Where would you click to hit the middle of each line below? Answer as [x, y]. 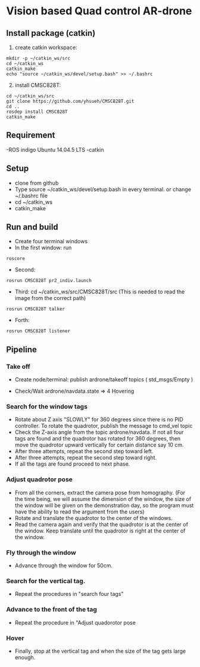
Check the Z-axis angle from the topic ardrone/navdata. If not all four [99, 432]
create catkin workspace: [46, 47]
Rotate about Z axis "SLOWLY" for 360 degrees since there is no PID [99, 420]
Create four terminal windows [51, 241]
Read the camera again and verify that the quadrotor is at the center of [101, 524]
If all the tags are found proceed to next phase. [72, 464]
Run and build [32, 227]
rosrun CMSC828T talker [36, 309]
